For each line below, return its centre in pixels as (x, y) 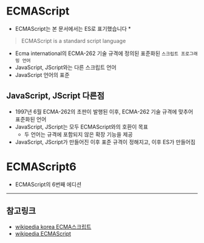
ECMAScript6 (42, 166)
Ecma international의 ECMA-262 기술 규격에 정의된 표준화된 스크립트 (97, 53)
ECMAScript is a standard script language (73, 41)
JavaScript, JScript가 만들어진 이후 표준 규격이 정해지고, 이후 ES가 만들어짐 (105, 142)
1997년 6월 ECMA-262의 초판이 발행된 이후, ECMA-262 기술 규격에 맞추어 (104, 112)
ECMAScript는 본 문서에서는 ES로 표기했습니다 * (73, 28)
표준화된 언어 (31, 119)
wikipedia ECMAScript (43, 233)
